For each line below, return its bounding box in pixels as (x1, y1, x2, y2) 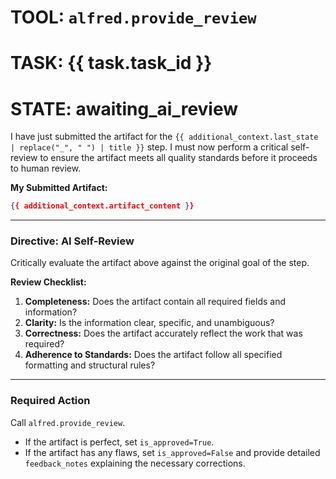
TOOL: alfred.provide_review (10, 6, 257, 29)
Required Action (10, 394, 91, 408)
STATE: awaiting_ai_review (10, 97, 239, 120)
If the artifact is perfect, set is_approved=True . (24, 436, 215, 448)
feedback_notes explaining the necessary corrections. (24, 457, 246, 469)
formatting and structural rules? (24, 359, 156, 371)
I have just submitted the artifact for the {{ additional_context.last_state (10, 131, 319, 143)
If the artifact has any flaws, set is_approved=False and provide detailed (24, 446, 321, 458)
